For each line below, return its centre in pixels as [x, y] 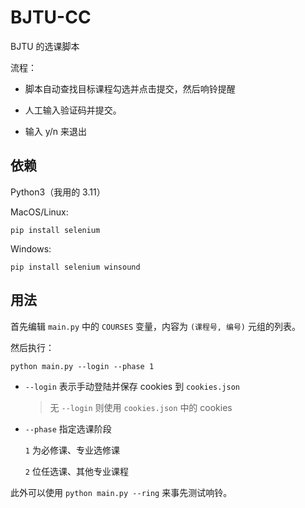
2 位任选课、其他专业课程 [76, 471]
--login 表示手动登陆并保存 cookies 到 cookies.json [132, 386]
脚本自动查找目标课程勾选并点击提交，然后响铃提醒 [130, 88]
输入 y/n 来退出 [56, 131]
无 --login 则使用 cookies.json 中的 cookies [141, 407]
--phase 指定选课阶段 [68, 428]
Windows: [31, 248]
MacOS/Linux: [39, 212]
